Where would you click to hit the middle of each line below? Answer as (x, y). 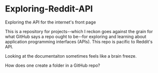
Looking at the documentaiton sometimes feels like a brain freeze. (71, 56)
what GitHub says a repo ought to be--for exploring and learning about (76, 36)
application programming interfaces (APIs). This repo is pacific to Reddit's (79, 41)
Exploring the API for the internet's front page (50, 22)
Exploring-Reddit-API (49, 9)
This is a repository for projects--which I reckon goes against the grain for (79, 31)
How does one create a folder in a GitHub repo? (53, 65)
